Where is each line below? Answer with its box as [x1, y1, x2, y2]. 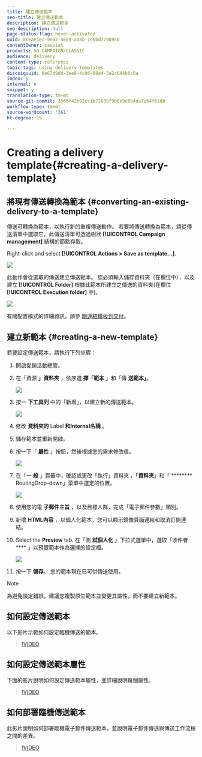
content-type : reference [7, 59, 69, 65]
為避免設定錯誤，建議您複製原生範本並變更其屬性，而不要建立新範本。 [7, 592, 180, 600]
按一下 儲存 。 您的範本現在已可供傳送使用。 [15, 568, 124, 575]
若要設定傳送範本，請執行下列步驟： [7, 349, 97, 356]
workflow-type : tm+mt [7, 103, 61, 110]
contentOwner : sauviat [7, 43, 64, 49]
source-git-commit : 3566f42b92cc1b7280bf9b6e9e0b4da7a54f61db [7, 98, 165, 104]
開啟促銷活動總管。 [15, 362, 64, 369]
